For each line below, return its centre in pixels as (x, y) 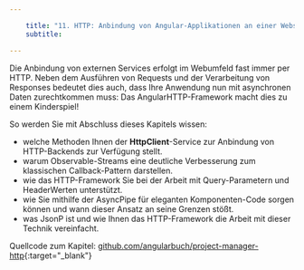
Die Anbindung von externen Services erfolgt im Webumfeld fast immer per (150, 68)
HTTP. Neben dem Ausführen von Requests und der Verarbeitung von (140, 77)
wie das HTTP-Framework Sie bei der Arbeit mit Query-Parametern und (156, 180)
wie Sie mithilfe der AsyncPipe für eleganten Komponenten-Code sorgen (158, 199)
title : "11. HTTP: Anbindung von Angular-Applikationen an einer (152, 25)
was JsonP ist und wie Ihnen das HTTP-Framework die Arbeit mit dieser (157, 218)
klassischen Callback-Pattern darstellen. (98, 170)
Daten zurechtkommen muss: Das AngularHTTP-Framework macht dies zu (148, 97)
